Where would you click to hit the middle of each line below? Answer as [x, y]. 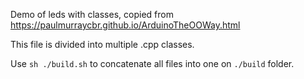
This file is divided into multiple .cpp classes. [102, 44]
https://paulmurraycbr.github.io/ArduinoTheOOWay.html [125, 25]
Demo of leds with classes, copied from [92, 14]
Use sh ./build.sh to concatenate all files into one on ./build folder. [152, 63]
